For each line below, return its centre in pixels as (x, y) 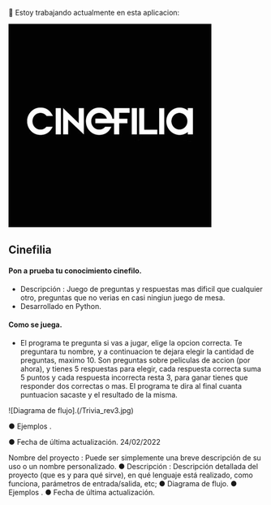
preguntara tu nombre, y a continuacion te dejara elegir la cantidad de (137, 351)
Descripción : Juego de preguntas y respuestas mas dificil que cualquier (142, 289)
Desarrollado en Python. (60, 306)
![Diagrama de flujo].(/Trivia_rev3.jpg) (71, 410)
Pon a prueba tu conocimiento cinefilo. (75, 270)
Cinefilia (30, 250)
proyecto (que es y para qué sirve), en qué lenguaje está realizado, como (131, 475)
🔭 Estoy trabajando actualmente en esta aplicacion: (94, 13)
